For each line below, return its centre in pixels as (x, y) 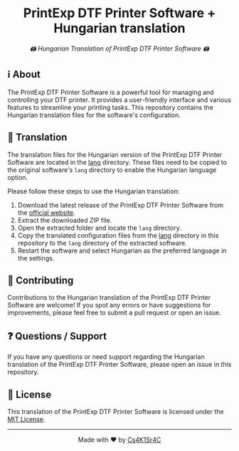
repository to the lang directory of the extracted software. (102, 243)
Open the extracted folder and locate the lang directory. (99, 228)
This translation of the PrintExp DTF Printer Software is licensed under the (116, 411)
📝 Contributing (41, 280)
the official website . (47, 213)
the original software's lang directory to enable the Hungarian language (112, 170)
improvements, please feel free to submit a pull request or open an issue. (115, 313)
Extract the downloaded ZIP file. (65, 220)
